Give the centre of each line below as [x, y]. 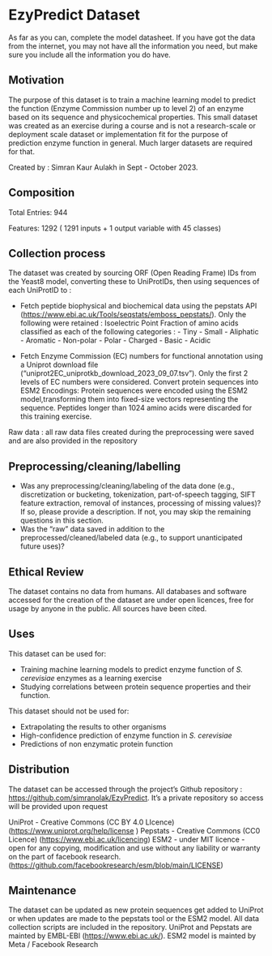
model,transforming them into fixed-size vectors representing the [129, 399]
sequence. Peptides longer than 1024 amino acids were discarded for [136, 408]
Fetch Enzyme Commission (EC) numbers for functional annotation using [141, 356]
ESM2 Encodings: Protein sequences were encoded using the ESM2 [134, 390]
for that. [21, 151]
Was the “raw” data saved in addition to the [92, 529]
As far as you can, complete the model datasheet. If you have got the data [132, 37]
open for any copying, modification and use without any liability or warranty [134, 848]
